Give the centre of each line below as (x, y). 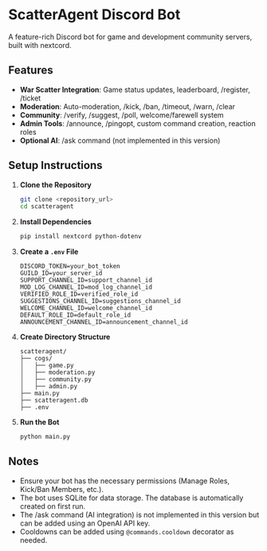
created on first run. (53, 506)
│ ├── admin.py (49, 387)
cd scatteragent (47, 207)
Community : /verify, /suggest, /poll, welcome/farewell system (122, 115)
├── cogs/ (36, 359)
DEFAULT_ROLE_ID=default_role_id (75, 315)
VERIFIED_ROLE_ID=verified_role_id (79, 294)
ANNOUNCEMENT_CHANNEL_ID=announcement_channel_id (104, 322)
